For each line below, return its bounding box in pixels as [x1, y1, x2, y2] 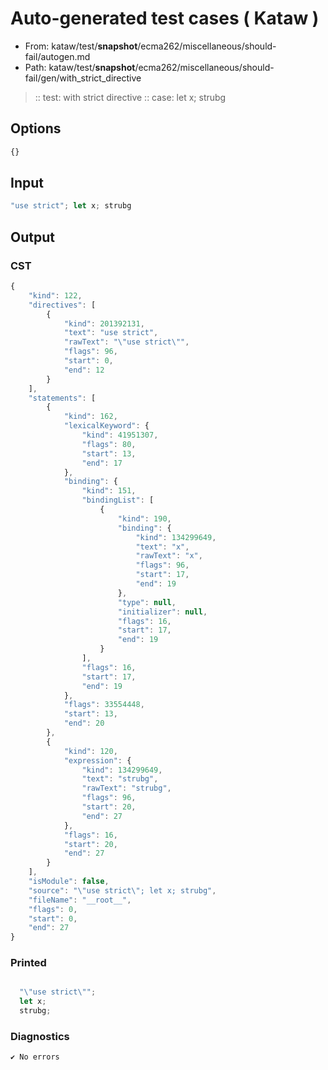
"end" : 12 [63, 365, 105, 375]
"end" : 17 [81, 458, 123, 468]
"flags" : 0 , [28, 904, 78, 914]
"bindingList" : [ [81, 495, 155, 506]
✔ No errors [10, 1052, 60, 1062]
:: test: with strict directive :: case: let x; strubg [34, 91, 227, 103]
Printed [10, 956, 47, 970]
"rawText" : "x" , [135, 551, 203, 561]
